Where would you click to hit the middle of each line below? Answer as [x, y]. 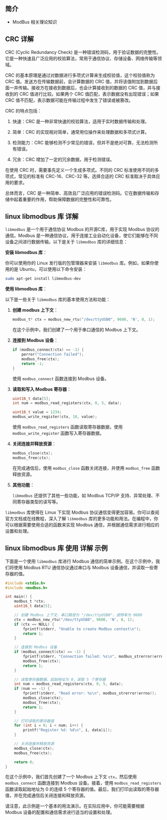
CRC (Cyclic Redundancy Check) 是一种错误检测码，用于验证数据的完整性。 [83, 52]
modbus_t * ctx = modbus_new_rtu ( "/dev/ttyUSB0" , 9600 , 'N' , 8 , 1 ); [84, 320]
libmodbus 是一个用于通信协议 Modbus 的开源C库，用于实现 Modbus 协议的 [83, 229]
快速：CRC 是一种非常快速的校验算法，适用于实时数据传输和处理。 [81, 121]
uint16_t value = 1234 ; [37, 412]
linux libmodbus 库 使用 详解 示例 [56, 548]
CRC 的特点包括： [24, 111]
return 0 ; [24, 762]
